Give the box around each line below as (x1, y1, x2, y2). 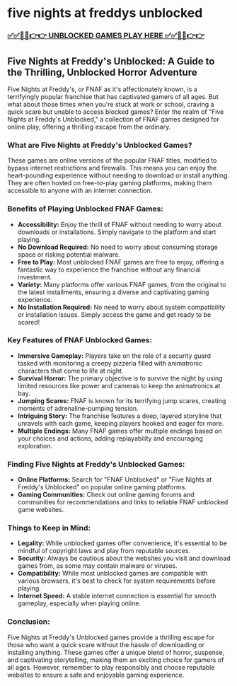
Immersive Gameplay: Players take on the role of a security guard (17, 351, 211, 360)
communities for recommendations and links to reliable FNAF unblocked (17, 498, 229, 506)
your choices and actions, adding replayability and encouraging (17, 434, 204, 443)
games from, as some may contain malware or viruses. (17, 562, 178, 570)
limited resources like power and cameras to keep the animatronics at (17, 381, 221, 390)
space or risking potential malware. (17, 250, 120, 259)
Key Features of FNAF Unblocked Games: (7, 335, 152, 345)
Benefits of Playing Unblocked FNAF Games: (7, 204, 164, 214)
